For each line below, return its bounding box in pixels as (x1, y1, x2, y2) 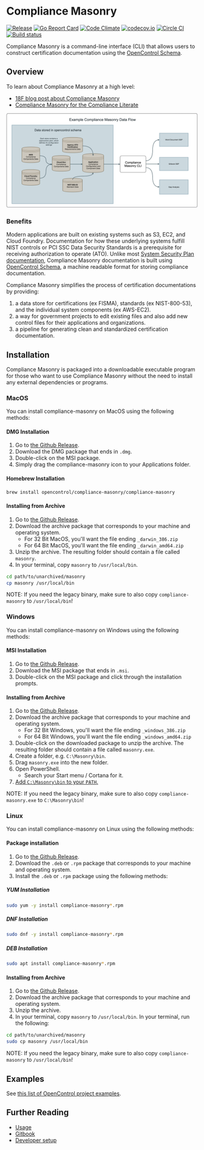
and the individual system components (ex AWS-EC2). (15, 306, 151, 314)
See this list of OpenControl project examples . (6, 1090, 121, 1097)
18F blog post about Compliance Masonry (15, 94, 120, 102)
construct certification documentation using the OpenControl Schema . (6, 49, 182, 56)
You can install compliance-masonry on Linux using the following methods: (6, 825, 194, 833)
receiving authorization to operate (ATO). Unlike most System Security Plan (6, 251, 194, 258)
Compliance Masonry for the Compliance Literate (15, 101, 138, 108)
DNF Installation (6, 915, 49, 923)
